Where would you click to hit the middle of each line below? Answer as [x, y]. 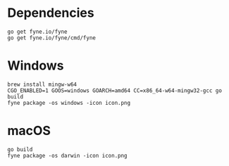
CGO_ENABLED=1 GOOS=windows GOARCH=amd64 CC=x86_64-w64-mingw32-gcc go [114, 90]
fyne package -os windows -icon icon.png [69, 103]
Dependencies [51, 13]
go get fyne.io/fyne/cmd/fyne [52, 38]
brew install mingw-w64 [42, 84]
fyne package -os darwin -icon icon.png [68, 155]
